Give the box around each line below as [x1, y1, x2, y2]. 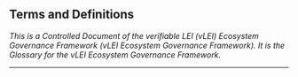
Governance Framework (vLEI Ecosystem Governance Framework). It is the [9, 40, 286, 50]
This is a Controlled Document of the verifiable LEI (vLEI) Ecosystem [9, 30, 260, 41]
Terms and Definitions [9, 7, 135, 22]
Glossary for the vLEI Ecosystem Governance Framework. [9, 49, 222, 60]
